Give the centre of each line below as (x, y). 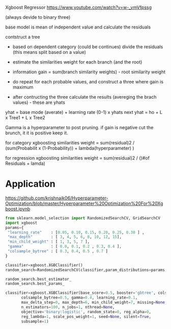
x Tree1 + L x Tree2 (25, 117)
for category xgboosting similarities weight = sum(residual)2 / (70, 143)
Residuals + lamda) (25, 163)
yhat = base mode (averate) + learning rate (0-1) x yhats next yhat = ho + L (84, 112)
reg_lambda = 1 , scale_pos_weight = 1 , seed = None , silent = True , (86, 317)
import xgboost (21, 223)
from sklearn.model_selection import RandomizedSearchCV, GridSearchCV (83, 218)
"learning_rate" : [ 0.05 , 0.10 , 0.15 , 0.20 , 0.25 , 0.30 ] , (76, 232)
